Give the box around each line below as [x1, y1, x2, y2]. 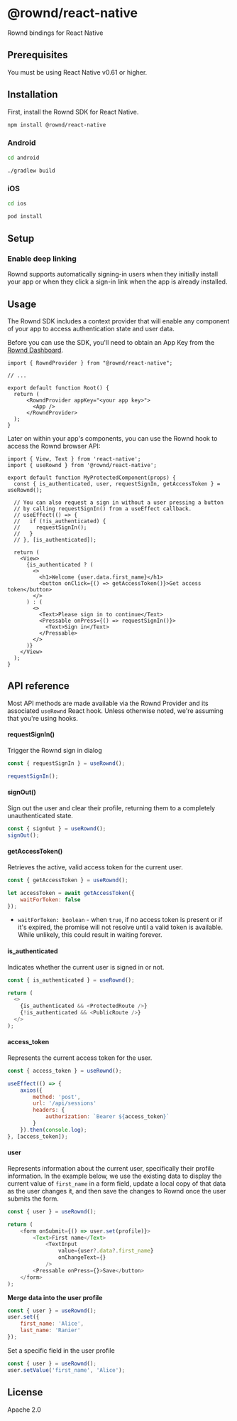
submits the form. [7, 1194, 59, 1203]
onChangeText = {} [57, 1254, 106, 1261]
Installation [7, 89, 58, 101]
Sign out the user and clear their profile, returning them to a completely [7, 804, 215, 812]
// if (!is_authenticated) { [13, 518, 106, 525]
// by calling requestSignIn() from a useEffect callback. [13, 505, 192, 513]
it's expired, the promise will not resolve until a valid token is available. [17, 923, 224, 932]
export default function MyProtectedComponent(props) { [7, 474, 176, 481]
